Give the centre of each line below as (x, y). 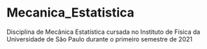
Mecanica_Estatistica (70, 13)
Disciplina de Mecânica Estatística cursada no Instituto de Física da (103, 32)
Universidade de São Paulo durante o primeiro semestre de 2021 (100, 39)
